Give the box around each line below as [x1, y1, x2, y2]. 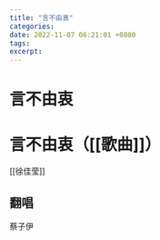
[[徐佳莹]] [9, 165, 45, 177]
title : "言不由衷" [9, 13, 75, 23]
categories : [9, 22, 55, 31]
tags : [9, 38, 30, 48]
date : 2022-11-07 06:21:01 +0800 [9, 30, 136, 39]
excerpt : [9, 47, 43, 56]
